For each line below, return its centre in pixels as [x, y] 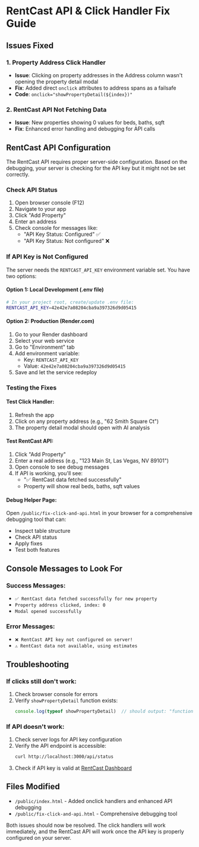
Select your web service [44, 340]
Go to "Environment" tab [45, 347]
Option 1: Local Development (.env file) [55, 290]
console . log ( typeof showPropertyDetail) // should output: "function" [105, 711]
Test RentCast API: [30, 441]
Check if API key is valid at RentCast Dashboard [73, 768]
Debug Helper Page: [31, 500]
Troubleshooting [38, 664]
